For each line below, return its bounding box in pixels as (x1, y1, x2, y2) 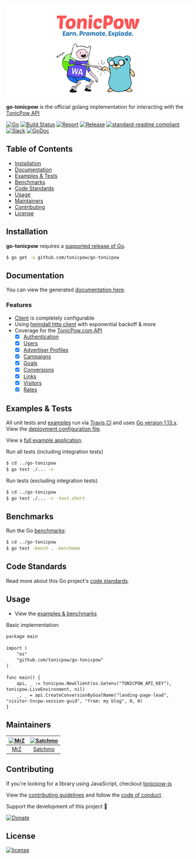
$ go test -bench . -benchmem (6, 545, 80, 552)
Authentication (23, 333, 59, 340)
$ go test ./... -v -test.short (6, 495, 85, 501)
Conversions (23, 366, 55, 373)
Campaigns (23, 353, 52, 360)
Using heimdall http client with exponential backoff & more (14, 320, 156, 327)
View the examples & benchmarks (14, 610, 97, 617)
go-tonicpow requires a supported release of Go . (6, 242, 126, 249)
